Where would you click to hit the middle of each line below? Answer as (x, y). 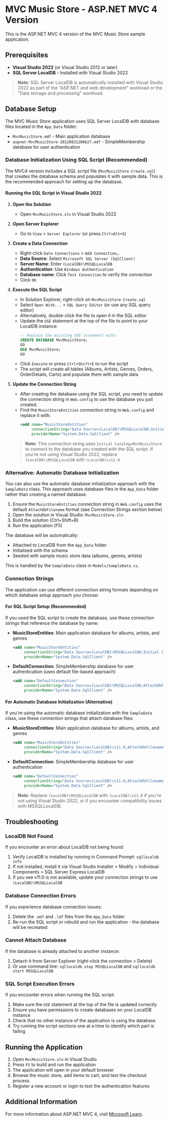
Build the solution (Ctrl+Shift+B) (46, 520)
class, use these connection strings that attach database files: (69, 718)
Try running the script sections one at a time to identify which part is (83, 1026)
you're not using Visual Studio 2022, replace (71, 454)
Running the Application (44, 1047)
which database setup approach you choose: (52, 595)
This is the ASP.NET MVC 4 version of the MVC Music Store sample (75, 34)
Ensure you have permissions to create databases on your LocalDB (82, 1010)
